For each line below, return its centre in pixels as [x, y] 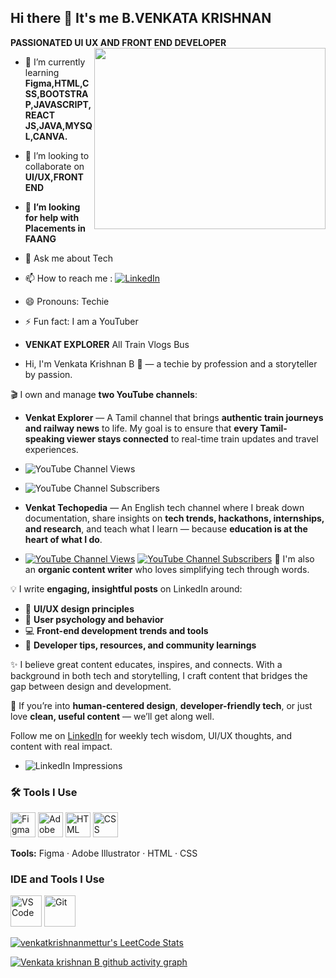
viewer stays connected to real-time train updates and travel [192, 438]
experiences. [51, 449]
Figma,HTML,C [57, 83]
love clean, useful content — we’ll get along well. [112, 716]
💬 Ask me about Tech [68, 258]
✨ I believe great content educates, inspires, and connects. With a [146, 664]
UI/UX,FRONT [54, 177]
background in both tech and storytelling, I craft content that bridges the [159, 675]
